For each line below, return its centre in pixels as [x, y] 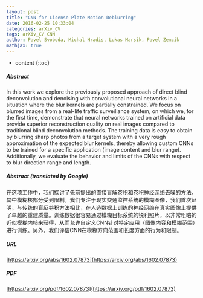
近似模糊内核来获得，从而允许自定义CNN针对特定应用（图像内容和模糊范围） [101, 222]
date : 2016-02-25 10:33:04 [40, 23]
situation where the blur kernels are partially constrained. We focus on [94, 105]
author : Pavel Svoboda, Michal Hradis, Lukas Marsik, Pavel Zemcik [93, 40]
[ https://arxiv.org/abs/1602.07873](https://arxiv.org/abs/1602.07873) [92, 259]
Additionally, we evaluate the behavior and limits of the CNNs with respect [98, 156]
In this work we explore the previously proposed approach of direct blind [97, 92]
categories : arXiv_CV [34, 29]
